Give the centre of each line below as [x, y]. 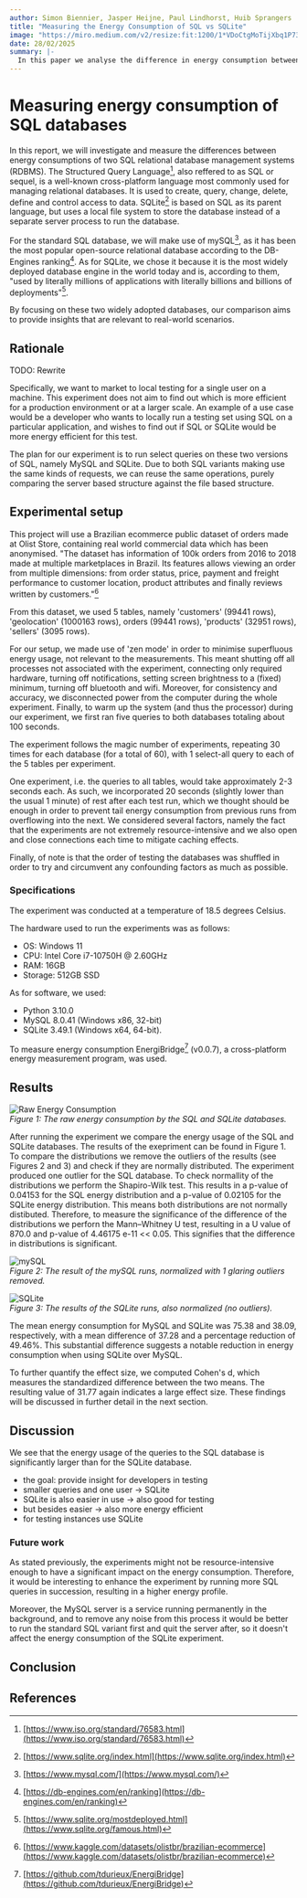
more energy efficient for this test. [74, 437]
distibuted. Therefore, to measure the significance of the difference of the [148, 1214]
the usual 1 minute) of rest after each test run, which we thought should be [149, 801]
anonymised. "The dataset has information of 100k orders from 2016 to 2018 [153, 553]
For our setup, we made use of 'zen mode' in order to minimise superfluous [151, 649]
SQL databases [69, 125]
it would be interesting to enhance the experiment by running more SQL [144, 1582]
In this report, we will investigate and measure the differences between [143, 150]
